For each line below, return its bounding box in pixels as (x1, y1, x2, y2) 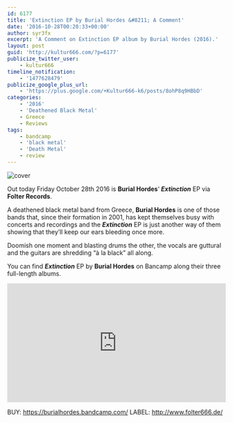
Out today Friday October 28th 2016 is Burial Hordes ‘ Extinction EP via (7, 185, 211, 193)
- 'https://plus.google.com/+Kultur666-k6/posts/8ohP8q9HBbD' (19, 88, 203, 94)
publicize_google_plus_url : (7, 81, 89, 88)
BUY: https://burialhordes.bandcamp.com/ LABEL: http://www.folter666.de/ (7, 408, 223, 416)
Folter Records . (7, 192, 53, 200)
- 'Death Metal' (19, 146, 67, 153)
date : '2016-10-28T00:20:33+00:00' (7, 23, 110, 30)
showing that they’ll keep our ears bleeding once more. (7, 227, 165, 236)
